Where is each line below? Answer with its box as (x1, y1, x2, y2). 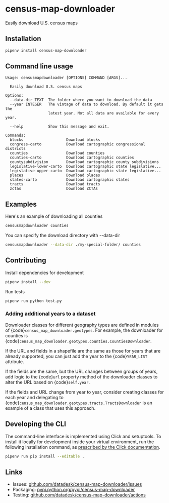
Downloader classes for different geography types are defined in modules (5, 322, 159, 328)
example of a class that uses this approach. (5, 405, 96, 411)
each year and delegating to (5, 394, 64, 400)
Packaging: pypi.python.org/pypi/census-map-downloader (12, 487, 135, 493)
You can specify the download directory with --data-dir (5, 233, 120, 239)
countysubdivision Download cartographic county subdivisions (10, 160, 159, 165)
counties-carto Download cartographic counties (10, 155, 135, 160)
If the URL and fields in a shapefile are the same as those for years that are (5, 347, 161, 354)
